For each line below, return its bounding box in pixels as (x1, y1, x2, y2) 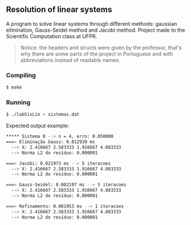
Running (6, 98, 31, 106)
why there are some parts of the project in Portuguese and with (20, 50, 173, 57)
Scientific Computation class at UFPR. (6, 32, 98, 40)
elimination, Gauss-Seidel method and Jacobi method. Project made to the (6, 26, 185, 33)
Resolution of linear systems (6, 5, 112, 15)
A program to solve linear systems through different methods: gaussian (6, 20, 178, 27)
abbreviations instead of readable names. (20, 56, 121, 63)
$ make (6, 84, 22, 90)
